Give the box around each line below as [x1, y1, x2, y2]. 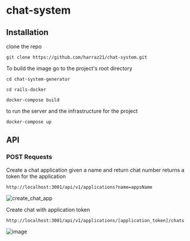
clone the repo [6, 43, 42, 50]
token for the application [6, 173, 66, 180]
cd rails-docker [6, 87, 46, 93]
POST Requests [6, 153, 52, 161]
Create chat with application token [6, 206, 90, 213]
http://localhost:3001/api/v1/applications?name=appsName [6, 184, 153, 190]
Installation [6, 27, 49, 37]
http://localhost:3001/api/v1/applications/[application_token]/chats [6, 217, 185, 223]
